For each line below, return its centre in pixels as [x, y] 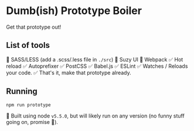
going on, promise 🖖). [32, 122]
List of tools [28, 45]
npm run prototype [28, 105]
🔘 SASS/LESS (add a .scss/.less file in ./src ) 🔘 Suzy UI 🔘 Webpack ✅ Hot [95, 59]
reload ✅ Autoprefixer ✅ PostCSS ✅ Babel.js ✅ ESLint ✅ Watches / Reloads [97, 66]
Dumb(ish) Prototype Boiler [74, 11]
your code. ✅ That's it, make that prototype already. [69, 73]
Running [22, 92]
